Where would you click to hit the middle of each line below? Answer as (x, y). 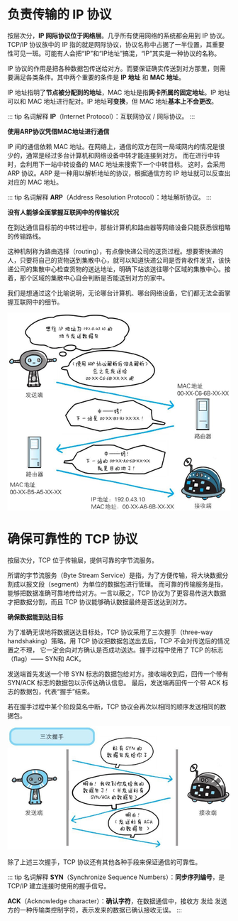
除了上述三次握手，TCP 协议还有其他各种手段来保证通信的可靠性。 (104, 862)
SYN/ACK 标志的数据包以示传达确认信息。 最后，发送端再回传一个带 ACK (114, 683)
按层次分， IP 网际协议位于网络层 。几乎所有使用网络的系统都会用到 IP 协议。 (118, 36)
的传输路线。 (26, 236)
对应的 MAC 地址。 (35, 182)
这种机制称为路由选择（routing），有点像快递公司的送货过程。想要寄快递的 (115, 251)
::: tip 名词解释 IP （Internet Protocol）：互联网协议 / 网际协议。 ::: (101, 116)
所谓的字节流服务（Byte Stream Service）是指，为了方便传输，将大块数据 (115, 575)
